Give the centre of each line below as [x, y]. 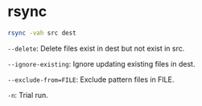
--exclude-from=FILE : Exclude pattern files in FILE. [91, 79]
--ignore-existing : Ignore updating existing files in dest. [101, 63]
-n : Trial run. [28, 95]
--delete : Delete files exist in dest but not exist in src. [96, 48]
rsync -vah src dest [42, 33]
